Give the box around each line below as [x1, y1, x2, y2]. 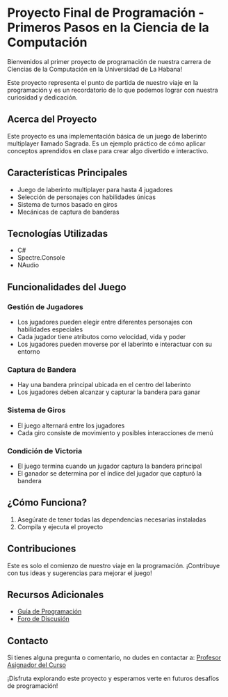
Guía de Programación [17, 607, 82, 616]
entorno [17, 347, 40, 356]
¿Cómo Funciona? [7, 496, 87, 509]
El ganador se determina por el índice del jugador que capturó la [17, 469, 202, 478]
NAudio [17, 261, 40, 269]
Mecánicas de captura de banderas [17, 207, 120, 216]
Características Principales [7, 167, 128, 179]
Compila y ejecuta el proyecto [17, 522, 103, 531]
